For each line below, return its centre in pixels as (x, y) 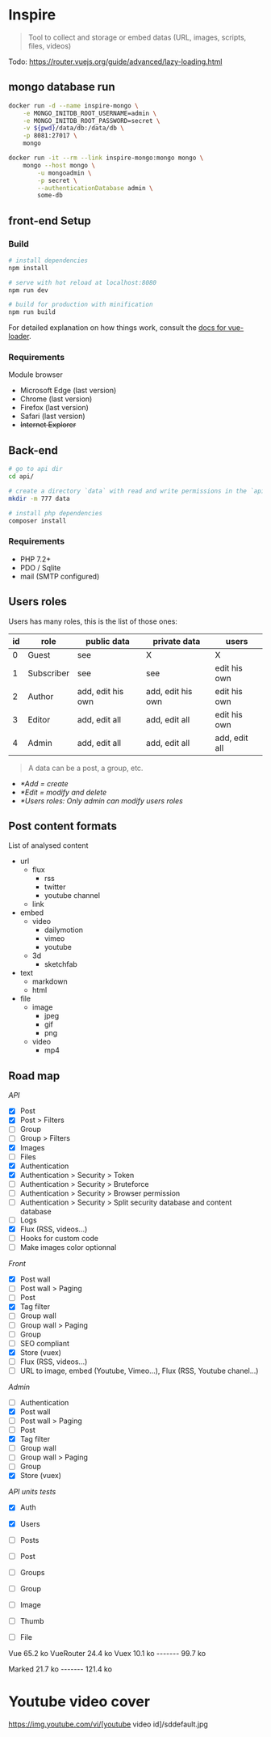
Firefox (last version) (54, 408)
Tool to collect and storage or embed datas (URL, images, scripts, (137, 37)
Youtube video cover (79, 1702)
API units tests (32, 1492)
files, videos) (50, 45)
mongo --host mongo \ (59, 165)
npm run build (32, 312)
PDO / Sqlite (40, 567)
